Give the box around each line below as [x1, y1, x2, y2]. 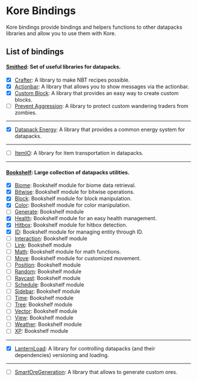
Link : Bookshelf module [14, 241, 72, 248]
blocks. [14, 96, 33, 103]
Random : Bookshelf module [14, 268, 82, 275]
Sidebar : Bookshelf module [14, 288, 80, 295]
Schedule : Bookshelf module [14, 281, 84, 288]
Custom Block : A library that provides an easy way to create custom [14, 89, 179, 96]
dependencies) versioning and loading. [14, 351, 110, 359]
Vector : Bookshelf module [14, 308, 78, 315]
